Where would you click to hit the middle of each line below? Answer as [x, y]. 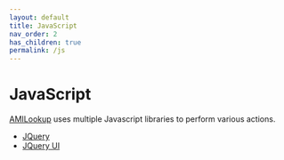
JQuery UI [41, 146]
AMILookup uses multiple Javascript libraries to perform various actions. [142, 119]
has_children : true [45, 42]
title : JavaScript [43, 26]
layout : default [39, 17]
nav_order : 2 [33, 34]
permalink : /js [37, 51]
